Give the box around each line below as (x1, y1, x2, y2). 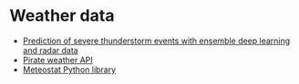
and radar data (22, 44, 79, 55)
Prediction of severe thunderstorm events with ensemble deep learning (22, 35, 291, 46)
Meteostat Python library (22, 64, 117, 75)
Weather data (9, 5, 115, 26)
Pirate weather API (22, 54, 93, 65)
